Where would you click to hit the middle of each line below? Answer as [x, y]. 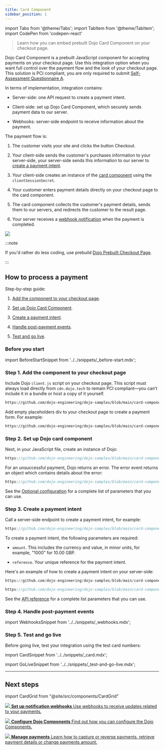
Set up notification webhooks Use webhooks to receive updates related [84, 706]
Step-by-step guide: [25, 289]
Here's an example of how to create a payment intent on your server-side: [79, 571]
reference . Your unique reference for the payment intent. [69, 562]
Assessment [18, 78]
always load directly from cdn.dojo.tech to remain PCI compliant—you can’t [81, 388]
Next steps [22, 684]
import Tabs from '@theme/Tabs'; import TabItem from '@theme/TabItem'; [80, 28]
